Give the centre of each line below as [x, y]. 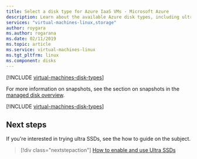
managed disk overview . [35, 95]
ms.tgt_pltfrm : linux [33, 55]
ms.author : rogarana [31, 33]
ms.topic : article [28, 45]
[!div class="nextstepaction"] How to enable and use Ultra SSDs [98, 150]
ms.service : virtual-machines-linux [51, 50]
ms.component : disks [31, 60]
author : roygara [26, 28]
